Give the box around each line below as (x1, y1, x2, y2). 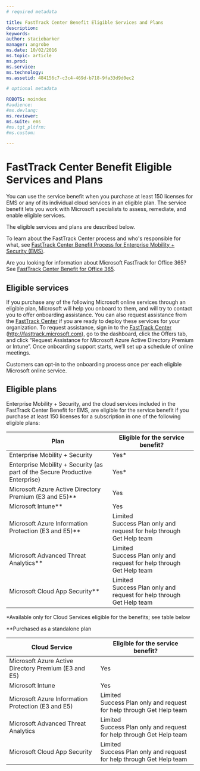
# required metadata (6, 8, 58, 15)
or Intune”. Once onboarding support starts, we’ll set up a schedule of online (6, 343, 193, 350)
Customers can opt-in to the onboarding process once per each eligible (6, 361, 182, 368)
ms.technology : (6, 69, 44, 75)
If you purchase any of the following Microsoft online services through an (6, 299, 186, 306)
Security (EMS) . (6, 248, 45, 255)
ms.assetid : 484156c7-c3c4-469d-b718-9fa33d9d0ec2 (6, 75, 135, 81)
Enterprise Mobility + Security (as (9, 460, 103, 468)
